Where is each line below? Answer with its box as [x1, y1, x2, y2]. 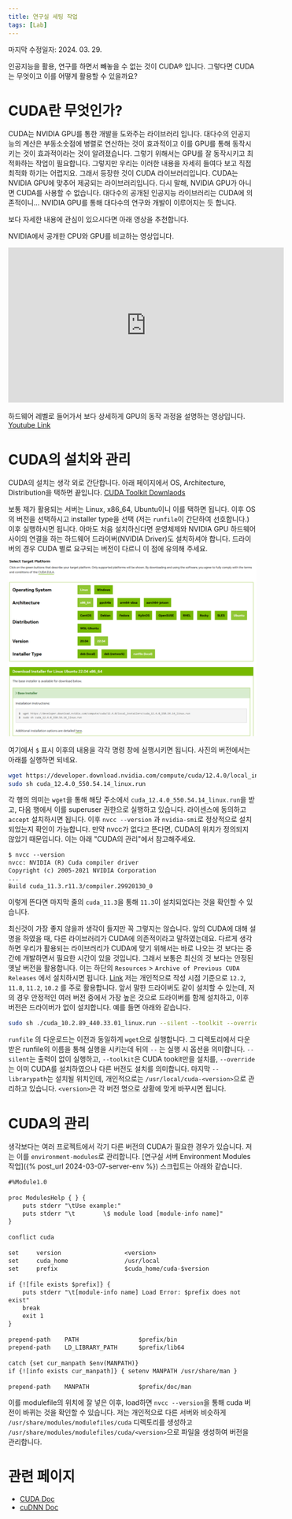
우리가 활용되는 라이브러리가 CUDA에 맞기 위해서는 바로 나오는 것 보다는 [22, 943, 244, 953]
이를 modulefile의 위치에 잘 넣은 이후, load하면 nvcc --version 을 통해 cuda [8, 1398, 243, 1407]
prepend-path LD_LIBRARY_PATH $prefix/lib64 [8, 1343, 185, 1352]
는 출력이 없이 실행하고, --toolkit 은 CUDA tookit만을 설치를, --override [28, 1054, 256, 1064]
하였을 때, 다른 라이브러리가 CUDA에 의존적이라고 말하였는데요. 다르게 [22, 934, 238, 943]
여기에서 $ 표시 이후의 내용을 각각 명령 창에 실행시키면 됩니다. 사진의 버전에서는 [8, 745, 251, 754]
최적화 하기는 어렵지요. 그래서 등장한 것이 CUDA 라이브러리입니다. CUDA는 [8, 169, 238, 178]
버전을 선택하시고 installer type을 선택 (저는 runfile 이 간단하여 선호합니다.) [16, 514, 250, 524]
